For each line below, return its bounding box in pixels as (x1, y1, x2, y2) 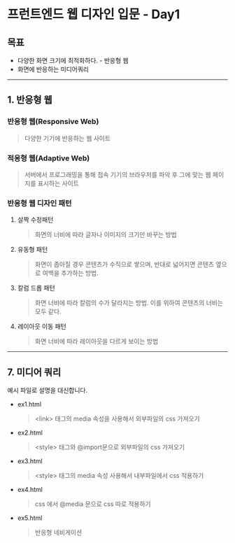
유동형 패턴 (17, 246, 48, 254)
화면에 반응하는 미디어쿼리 (17, 65, 90, 73)
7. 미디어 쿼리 (7, 366, 62, 378)
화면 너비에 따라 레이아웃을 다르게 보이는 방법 (34, 337, 159, 346)
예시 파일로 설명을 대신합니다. (7, 386, 88, 395)
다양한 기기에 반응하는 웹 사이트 (24, 134, 111, 142)
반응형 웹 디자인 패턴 (7, 198, 72, 208)
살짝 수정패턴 (17, 216, 54, 224)
